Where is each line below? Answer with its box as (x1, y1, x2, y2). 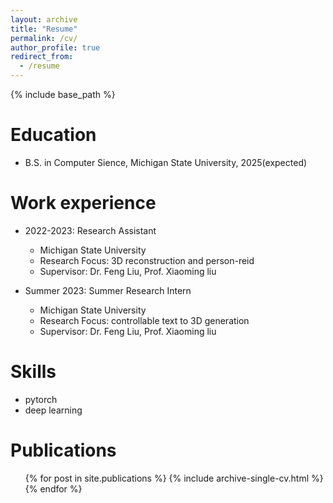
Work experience (10, 192, 157, 215)
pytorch (24, 393, 58, 405)
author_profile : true (10, 42, 101, 53)
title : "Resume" (10, 24, 78, 34)
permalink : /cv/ (10, 33, 78, 43)
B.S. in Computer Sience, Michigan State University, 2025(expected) (24, 156, 308, 168)
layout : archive (10, 14, 78, 25)
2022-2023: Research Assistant (24, 224, 157, 236)
